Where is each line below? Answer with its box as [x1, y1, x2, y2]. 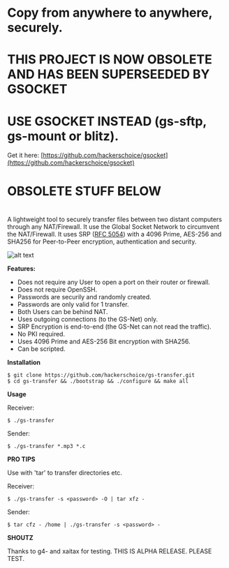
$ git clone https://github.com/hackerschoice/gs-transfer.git [7, 371, 195, 378]
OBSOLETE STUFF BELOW [7, 183, 162, 199]
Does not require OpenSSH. [17, 285, 98, 294]
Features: [7, 264, 36, 273]
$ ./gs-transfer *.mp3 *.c [7, 442, 86, 449]
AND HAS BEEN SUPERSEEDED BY [7, 66, 210, 82]
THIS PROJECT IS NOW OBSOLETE [7, 52, 213, 68]
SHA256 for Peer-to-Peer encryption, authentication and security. [7, 237, 197, 246]
